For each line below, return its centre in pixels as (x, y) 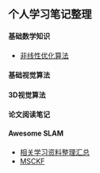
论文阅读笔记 (29, 115)
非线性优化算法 (44, 55)
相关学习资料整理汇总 (54, 152)
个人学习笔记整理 (50, 14)
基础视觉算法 (29, 75)
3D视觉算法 (27, 95)
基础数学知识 (29, 36)
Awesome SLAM (36, 133)
